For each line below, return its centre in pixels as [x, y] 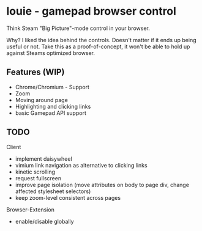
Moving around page [42, 100]
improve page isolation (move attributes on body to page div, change [102, 185]
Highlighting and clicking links [53, 106]
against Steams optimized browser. [51, 53]
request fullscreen [38, 178]
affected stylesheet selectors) [53, 191]
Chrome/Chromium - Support [52, 87]
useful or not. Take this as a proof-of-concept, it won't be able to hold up [98, 46]
